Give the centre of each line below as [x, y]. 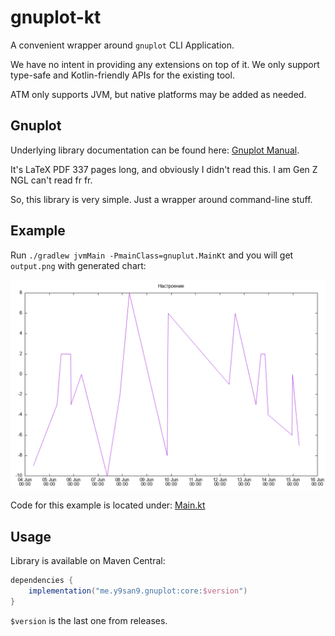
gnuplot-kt [56, 17]
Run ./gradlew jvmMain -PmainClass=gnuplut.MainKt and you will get [152, 255]
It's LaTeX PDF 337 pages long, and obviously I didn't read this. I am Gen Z [164, 169]
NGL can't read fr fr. [51, 180]
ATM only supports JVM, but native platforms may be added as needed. [158, 94]
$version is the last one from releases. [89, 620]
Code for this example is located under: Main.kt [108, 505]
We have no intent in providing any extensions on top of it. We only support [165, 64]
